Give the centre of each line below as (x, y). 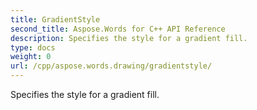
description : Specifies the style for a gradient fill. (129, 38)
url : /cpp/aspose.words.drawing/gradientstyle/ (111, 66)
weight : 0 (31, 57)
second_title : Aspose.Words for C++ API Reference (118, 29)
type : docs (33, 47)
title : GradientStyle (55, 19)
